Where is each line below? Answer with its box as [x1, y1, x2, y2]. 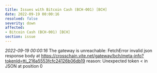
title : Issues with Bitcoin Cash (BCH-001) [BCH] [5, 7, 108, 12]
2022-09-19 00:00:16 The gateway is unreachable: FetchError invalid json [5, 47, 153, 54]
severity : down [5, 20, 36, 26]
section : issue [5, 35, 36, 39]
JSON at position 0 [5, 63, 43, 69]
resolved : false [5, 16, 38, 21]
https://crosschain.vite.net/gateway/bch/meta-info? [41, 53, 144, 58]
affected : [5, 25, 25, 30]
